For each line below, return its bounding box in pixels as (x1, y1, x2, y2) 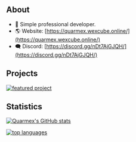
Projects (6, 69, 38, 79)
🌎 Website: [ (14, 27, 47, 35)
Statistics (6, 101, 43, 112)
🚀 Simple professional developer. (14, 20, 96, 27)
